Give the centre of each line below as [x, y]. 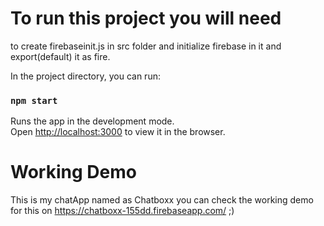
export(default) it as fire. [60, 56]
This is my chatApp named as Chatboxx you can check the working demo [162, 200]
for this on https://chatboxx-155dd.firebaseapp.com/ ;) [122, 211]
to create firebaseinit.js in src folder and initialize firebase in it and [146, 46]
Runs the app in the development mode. [92, 121]
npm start [34, 100]
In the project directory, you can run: [85, 76]
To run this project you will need [146, 18]
